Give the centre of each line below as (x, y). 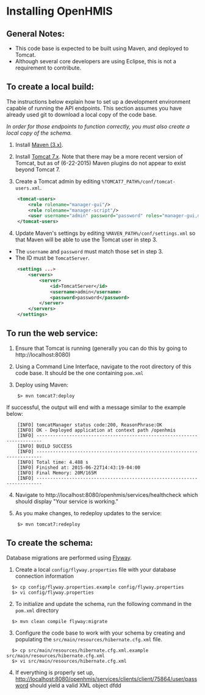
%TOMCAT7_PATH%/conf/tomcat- (138, 182)
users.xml (28, 188)
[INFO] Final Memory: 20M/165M (57, 473)
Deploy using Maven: (42, 385)
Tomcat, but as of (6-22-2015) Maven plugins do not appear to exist (100, 163)
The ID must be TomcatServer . (52, 258)
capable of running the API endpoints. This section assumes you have (94, 108)
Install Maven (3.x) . (39, 144)
